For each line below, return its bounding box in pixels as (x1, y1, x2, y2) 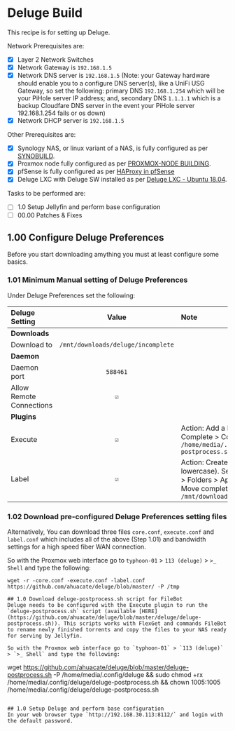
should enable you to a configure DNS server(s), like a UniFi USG (17, 79, 205, 88)
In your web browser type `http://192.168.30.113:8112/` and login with (7, 711, 224, 718)
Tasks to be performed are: (7, 189, 86, 198)
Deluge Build (7, 5, 83, 21)
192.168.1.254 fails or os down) (17, 109, 106, 117)
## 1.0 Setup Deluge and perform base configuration (7, 705, 164, 712)
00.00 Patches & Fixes (17, 210, 83, 219)
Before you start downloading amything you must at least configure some (7, 250, 219, 259)
